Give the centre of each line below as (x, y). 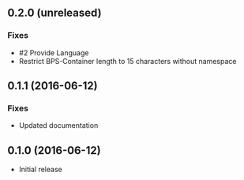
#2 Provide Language (54, 52)
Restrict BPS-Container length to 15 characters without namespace (128, 61)
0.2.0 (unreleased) (54, 13)
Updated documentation (58, 126)
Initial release (40, 170)
